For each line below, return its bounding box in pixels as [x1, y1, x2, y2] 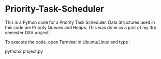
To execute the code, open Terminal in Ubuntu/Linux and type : [5, 39, 131, 44]
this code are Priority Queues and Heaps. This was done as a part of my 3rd [5, 24, 157, 30]
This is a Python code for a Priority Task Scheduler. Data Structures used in [5, 19, 155, 25]
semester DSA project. [5, 29, 50, 35]
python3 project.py [5, 48, 43, 54]
